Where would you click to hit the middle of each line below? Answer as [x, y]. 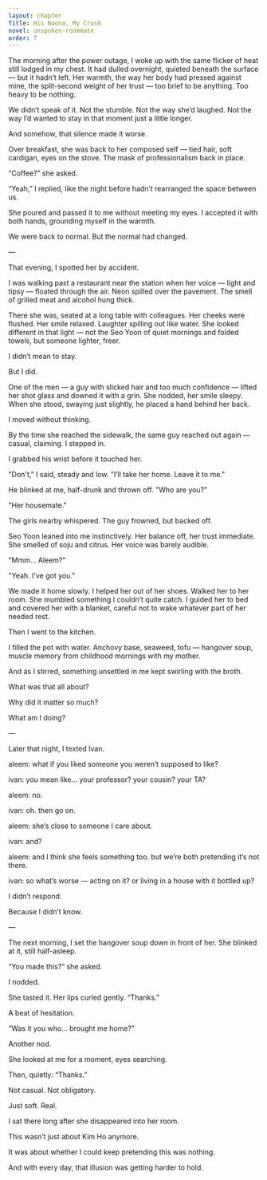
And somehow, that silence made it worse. [78, 134]
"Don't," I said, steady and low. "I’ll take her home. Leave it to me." [117, 475]
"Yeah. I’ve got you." [42, 576]
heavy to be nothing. [42, 95]
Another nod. [30, 1044]
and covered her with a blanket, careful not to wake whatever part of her [127, 608]
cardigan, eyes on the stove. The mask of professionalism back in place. [127, 158]
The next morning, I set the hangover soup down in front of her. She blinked [133, 943]
